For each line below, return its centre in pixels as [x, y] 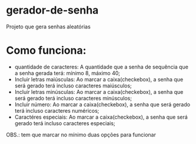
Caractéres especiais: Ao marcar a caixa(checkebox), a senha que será [101, 117]
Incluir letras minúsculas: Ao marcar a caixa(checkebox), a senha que [99, 91]
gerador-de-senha [52, 10]
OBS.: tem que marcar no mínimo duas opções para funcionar [81, 135]
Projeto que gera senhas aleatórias [49, 27]
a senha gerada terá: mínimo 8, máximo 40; [67, 73]
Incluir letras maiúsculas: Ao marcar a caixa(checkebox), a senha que [99, 79]
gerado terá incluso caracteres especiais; [65, 123]
